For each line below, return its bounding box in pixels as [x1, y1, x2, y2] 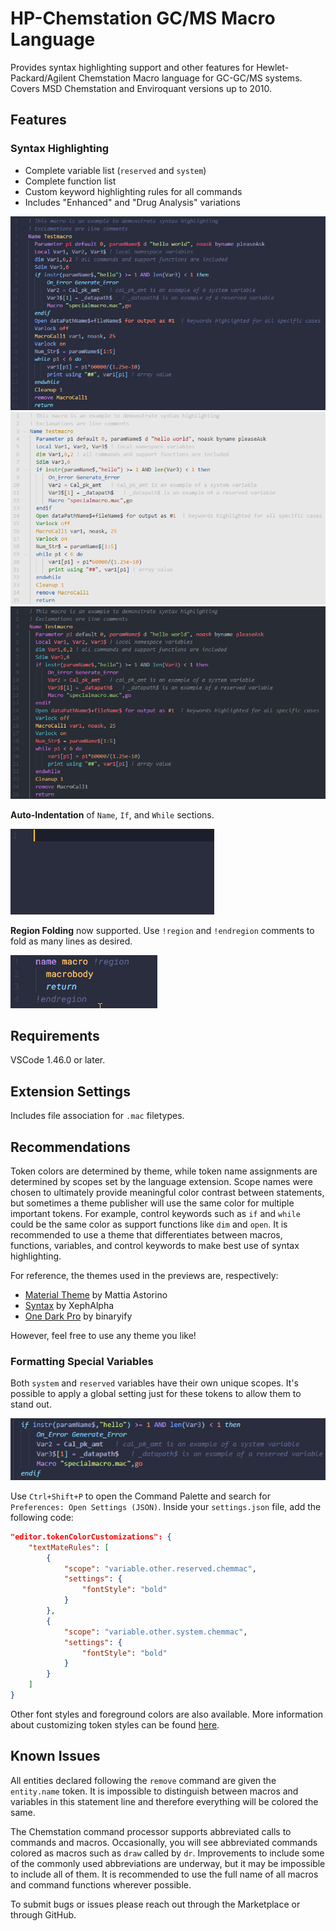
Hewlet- [256, 61, 290, 73]
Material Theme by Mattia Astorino [24, 1288, 168, 1301]
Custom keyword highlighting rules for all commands [24, 185, 243, 197]
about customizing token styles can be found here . [10, 1718, 220, 1731]
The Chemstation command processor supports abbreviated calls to [10, 1825, 292, 1837]
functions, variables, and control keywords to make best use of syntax [10, 1239, 300, 1251]
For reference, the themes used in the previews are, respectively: [10, 1269, 279, 1281]
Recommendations [10, 1138, 131, 1156]
